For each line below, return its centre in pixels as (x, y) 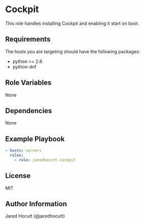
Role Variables (28, 83)
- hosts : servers (23, 151)
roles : (17, 156)
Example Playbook (35, 139)
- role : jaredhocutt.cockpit (45, 160)
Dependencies (29, 111)
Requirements (28, 39)
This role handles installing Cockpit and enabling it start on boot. (72, 23)
